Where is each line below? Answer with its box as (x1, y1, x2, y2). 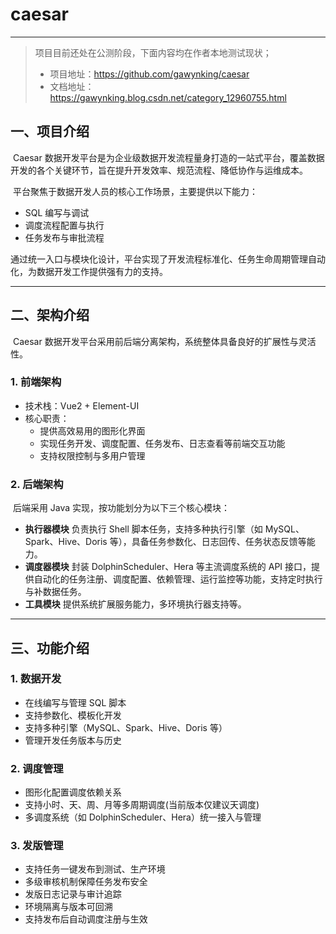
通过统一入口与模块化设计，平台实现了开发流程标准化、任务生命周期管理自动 (10, 253, 326, 265)
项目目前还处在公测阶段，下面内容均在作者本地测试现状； (34, 46, 272, 58)
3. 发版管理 (10, 839, 64, 853)
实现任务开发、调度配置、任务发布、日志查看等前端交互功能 (39, 437, 286, 449)
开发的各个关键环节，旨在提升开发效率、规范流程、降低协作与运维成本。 (10, 164, 308, 176)
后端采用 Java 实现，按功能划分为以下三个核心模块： (12, 502, 231, 514)
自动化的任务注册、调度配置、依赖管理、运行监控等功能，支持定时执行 (33, 573, 323, 585)
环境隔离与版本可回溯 (24, 901, 113, 913)
